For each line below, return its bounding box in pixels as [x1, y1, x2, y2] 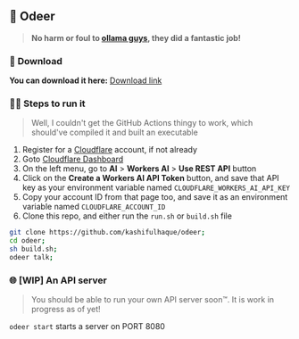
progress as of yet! [30, 304, 101, 315]
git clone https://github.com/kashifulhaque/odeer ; [9, 228, 205, 237]
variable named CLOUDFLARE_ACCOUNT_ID [21, 202, 166, 212]
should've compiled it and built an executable [30, 127, 198, 138]
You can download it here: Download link [9, 75, 162, 86]
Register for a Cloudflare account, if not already [21, 145, 198, 155]
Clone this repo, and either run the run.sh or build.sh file [21, 211, 232, 221]
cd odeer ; [9, 236, 46, 245]
